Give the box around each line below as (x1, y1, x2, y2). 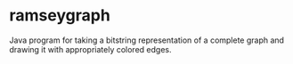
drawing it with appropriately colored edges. (9, 44, 172, 54)
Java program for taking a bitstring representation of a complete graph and (9, 35, 285, 45)
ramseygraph (9, 5, 111, 26)
